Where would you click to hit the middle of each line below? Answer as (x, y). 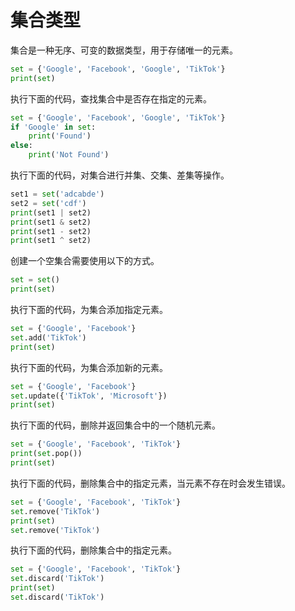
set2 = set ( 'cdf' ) (48, 203)
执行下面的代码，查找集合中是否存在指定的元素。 (111, 98)
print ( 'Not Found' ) (69, 155)
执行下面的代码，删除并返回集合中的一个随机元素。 (115, 425)
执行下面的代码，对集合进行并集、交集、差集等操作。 (120, 175)
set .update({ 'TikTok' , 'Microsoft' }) (89, 396)
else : (21, 146)
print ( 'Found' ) (60, 136)
